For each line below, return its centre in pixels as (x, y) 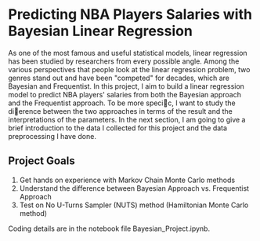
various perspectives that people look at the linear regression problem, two (129, 69)
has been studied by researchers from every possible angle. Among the (124, 61)
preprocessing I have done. (52, 136)
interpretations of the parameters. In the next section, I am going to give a (127, 119)
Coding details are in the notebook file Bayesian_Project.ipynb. (109, 228)
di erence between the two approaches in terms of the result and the (121, 111)
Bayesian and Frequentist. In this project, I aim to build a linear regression (126, 86)
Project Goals (42, 161)
